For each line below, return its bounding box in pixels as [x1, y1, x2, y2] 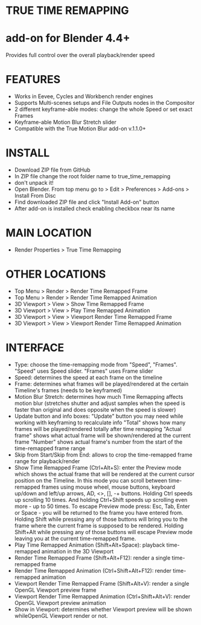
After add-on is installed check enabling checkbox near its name [14, 205, 175, 212]
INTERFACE [5, 341, 65, 355]
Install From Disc [14, 192, 56, 199]
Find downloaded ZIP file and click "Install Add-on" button [14, 198, 159, 206]
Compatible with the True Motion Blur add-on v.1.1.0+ [14, 125, 146, 132]
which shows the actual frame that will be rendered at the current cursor [14, 470, 195, 478]
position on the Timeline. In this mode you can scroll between [14, 476, 167, 484]
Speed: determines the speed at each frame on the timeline [14, 373, 162, 381]
